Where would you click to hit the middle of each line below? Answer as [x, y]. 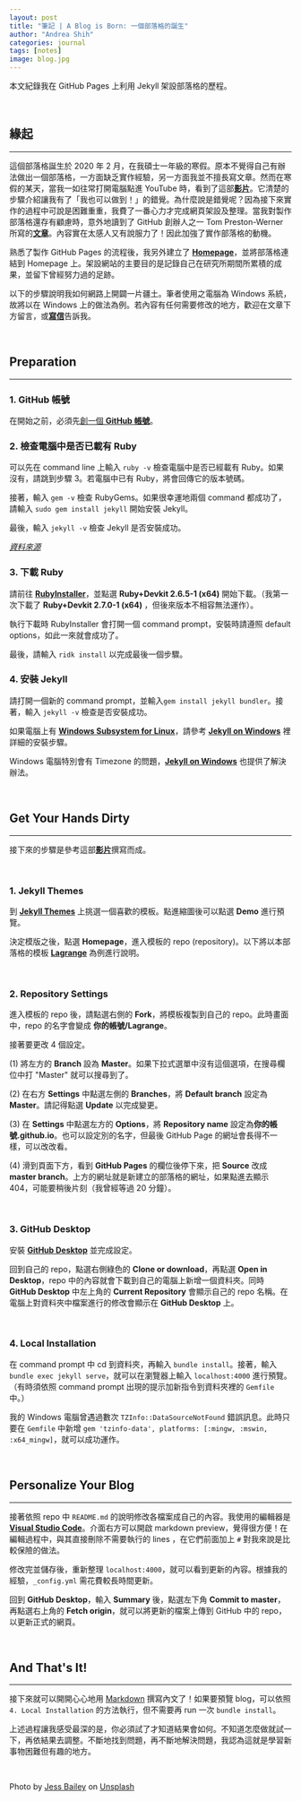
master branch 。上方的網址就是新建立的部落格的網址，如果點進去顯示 [139, 1177]
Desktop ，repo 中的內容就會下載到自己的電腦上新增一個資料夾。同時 [137, 1280]
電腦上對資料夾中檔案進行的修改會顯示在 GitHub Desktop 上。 [124, 1302]
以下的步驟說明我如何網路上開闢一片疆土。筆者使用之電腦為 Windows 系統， [150, 293]
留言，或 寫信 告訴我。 [56, 315]
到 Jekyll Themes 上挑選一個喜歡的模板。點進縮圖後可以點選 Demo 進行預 [147, 911]
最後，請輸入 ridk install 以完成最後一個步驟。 [99, 654]
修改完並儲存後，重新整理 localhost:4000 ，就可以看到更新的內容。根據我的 [149, 1569]
